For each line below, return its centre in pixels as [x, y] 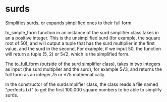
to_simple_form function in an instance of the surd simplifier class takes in [82, 32]
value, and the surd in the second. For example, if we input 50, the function [83, 48]
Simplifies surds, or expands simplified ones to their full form [68, 23]
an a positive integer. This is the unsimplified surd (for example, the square [83, 38]
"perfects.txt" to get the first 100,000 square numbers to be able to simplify [83, 89]
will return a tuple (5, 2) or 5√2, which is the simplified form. [67, 54]
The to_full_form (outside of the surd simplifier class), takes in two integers [83, 64]
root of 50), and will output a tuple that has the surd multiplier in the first [80, 43]
